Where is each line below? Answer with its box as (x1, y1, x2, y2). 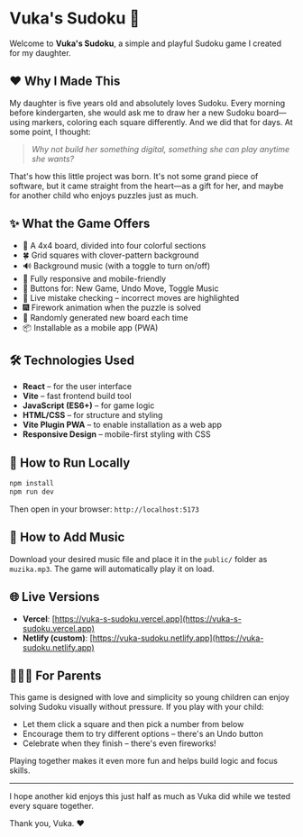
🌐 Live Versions (9, 589, 100, 605)
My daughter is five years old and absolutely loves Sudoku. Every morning (9, 97, 286, 108)
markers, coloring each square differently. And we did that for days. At (31, 116, 293, 127)
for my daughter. (9, 47, 71, 58)
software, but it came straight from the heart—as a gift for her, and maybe (9, 180, 284, 191)
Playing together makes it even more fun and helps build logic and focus (9, 756, 278, 767)
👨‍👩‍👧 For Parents (9, 668, 102, 683)
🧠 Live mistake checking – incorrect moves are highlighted (22, 292, 240, 303)
